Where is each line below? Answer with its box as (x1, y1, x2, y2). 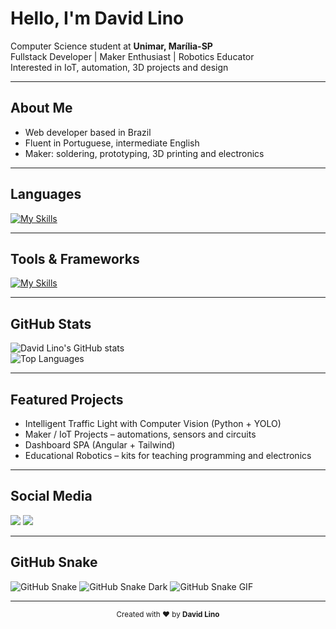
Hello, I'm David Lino (10, 7, 185, 30)
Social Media (10, 488, 93, 505)
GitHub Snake (10, 554, 98, 571)
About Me (10, 100, 73, 117)
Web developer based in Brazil (24, 126, 152, 138)
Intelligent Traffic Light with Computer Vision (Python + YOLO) (24, 418, 282, 429)
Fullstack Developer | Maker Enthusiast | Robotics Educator (10, 50, 255, 62)
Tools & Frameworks (10, 250, 140, 267)
